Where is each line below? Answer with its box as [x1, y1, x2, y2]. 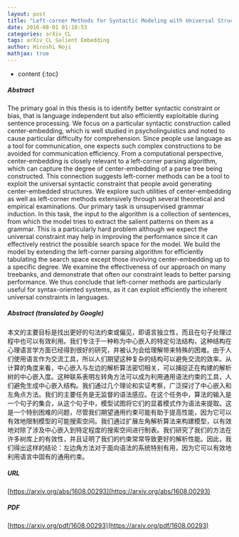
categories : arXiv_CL [7, 30, 72, 38]
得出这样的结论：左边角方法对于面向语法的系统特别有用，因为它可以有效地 [13, 443, 232, 452]
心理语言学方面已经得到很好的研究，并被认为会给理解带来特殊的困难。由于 [7, 346, 225, 354]
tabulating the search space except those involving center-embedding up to [7, 255, 230, 263]
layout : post [7, 10, 46, 18]
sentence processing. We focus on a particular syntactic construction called [7, 119, 231, 127]
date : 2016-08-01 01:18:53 [7, 23, 87, 31]
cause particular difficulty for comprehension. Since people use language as [7, 134, 232, 142]
